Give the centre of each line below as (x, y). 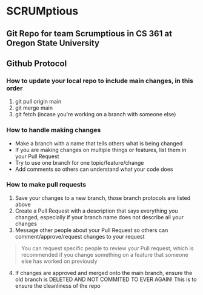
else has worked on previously (59, 261)
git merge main (34, 108)
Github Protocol (37, 63)
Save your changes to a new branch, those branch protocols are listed (103, 197)
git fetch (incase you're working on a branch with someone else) (95, 114)
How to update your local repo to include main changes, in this (100, 81)
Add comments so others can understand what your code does (94, 169)
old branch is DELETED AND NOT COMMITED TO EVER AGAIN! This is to (106, 279)
